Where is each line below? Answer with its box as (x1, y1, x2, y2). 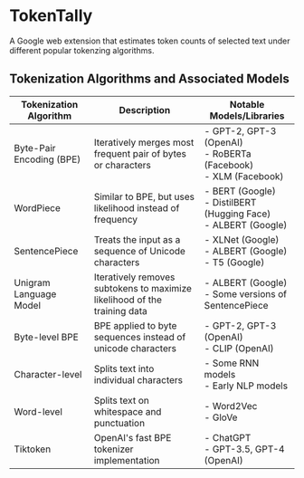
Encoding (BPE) (14, 153, 81, 166)
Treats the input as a (93, 233, 181, 245)
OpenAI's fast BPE (93, 431, 172, 444)
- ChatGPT (204, 431, 252, 444)
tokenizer (93, 443, 134, 455)
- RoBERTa (204, 147, 252, 159)
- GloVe (204, 411, 238, 424)
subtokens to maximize (93, 282, 193, 294)
